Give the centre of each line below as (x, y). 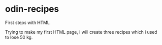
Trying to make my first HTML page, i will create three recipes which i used (81, 32)
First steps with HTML (28, 22)
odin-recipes (32, 9)
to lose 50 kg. (19, 37)
